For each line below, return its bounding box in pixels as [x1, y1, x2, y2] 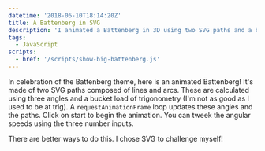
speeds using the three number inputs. [8, 119, 134, 128]
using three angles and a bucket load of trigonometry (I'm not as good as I [8, 94, 250, 103]
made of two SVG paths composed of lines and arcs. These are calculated [8, 85, 250, 94]
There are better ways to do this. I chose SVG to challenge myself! [8, 134, 223, 143]
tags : [8, 33, 26, 42]
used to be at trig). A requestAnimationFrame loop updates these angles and [8, 101, 253, 111]
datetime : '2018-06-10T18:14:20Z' [8, 11, 122, 20]
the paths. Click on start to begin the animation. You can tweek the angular [8, 110, 251, 120]
